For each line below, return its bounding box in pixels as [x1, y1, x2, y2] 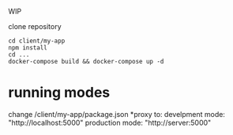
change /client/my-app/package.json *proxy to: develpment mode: [8, 109, 225, 119]
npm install [8, 44, 47, 52]
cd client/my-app [8, 37, 66, 45]
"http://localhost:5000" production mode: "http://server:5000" [8, 118, 212, 127]
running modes [8, 84, 111, 101]
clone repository [8, 22, 62, 31]
